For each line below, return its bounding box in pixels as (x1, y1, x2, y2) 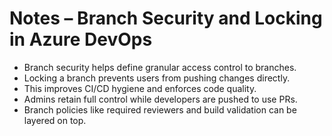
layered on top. (23, 114, 87, 126)
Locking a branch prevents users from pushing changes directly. (23, 72, 291, 84)
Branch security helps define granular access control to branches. (23, 61, 297, 73)
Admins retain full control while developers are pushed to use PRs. (23, 93, 298, 105)
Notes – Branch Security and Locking (9, 7, 323, 30)
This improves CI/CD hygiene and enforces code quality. (23, 82, 257, 94)
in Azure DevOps (9, 28, 153, 51)
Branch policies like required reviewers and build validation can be (23, 103, 297, 116)
